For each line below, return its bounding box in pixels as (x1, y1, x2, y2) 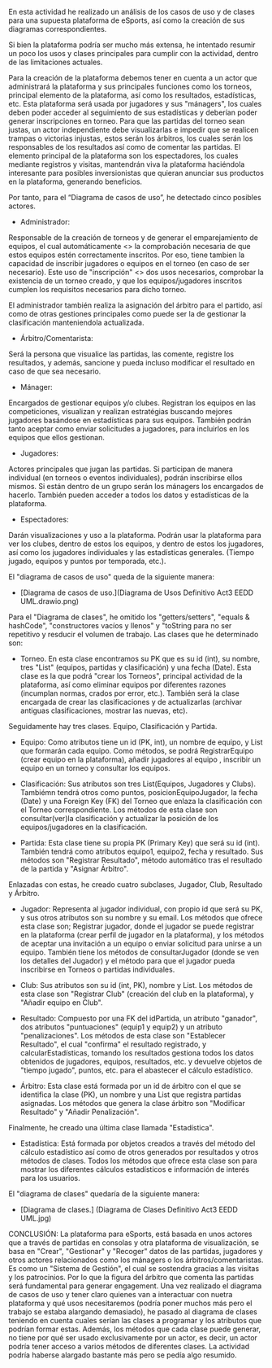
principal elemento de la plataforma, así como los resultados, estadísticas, (8, 90, 257, 100)
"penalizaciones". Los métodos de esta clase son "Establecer (19, 1031, 226, 1040)
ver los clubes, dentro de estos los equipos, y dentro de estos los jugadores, (8, 539, 264, 549)
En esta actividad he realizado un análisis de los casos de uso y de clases (8, 7, 256, 16)
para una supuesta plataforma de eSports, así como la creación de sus (8, 15, 245, 25)
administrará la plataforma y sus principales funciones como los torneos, (8, 81, 253, 91)
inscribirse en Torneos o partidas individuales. (19, 964, 175, 974)
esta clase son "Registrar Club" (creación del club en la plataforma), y (19, 989, 254, 999)
